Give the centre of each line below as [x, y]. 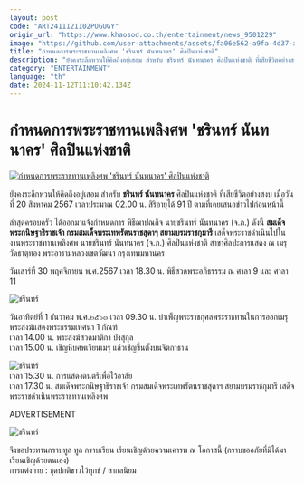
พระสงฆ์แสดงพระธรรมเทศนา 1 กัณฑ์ [63, 326]
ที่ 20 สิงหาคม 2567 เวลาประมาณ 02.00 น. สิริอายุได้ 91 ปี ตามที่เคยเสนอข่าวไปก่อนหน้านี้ [147, 204]
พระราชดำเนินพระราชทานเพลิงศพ [59, 396]
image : [22, 43]
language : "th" [38, 77]
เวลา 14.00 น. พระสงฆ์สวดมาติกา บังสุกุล [71, 337]
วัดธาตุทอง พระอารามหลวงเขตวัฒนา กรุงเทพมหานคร [87, 252]
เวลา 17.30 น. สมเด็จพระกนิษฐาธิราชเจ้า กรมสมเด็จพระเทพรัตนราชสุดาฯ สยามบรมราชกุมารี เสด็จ [152, 385]
